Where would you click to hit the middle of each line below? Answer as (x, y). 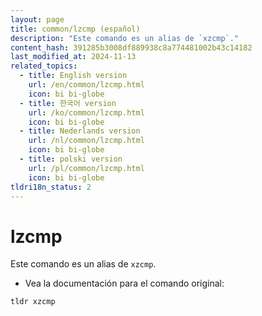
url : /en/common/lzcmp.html (86, 85)
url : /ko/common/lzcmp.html (86, 112)
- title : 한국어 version (68, 103)
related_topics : (44, 66)
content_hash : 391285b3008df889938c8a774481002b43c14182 (131, 47)
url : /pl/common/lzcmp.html (86, 168)
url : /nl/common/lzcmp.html (86, 141)
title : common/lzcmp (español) (75, 29)
